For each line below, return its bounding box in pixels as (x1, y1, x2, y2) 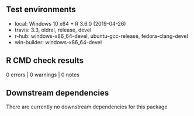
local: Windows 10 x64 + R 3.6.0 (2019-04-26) (14, 20, 126, 27)
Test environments (6, 5, 76, 15)
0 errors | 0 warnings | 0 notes (6, 71, 80, 78)
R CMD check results (6, 55, 84, 66)
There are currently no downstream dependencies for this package (6, 103, 168, 110)
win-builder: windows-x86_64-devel (14, 38, 102, 45)
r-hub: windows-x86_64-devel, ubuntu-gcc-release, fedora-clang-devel (14, 32, 188, 40)
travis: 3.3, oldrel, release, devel (14, 26, 92, 33)
